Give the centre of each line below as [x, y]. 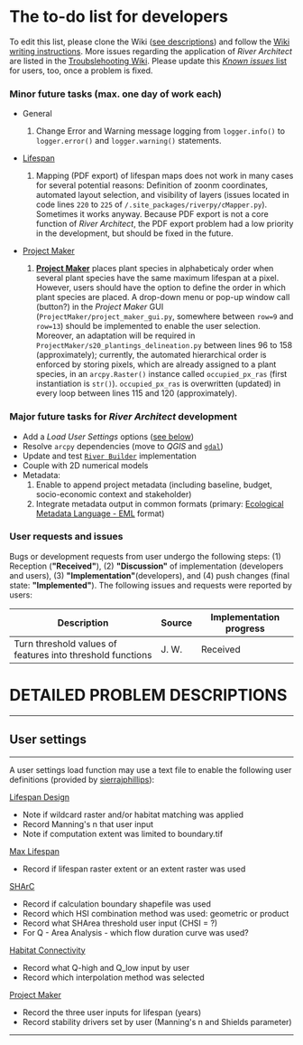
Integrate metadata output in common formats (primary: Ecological [160, 504]
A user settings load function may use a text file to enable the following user [151, 769]
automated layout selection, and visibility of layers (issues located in [162, 195]
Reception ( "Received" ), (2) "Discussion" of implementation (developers [147, 566]
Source [177, 623]
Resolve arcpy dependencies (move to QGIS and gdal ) [123, 446]
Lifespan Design [40, 796]
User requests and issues [66, 537]
